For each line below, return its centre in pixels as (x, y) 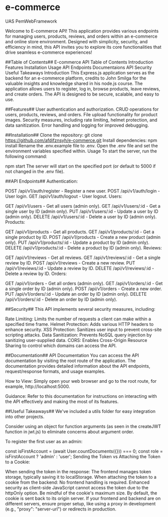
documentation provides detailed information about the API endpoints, (78, 366)
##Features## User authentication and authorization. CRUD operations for (82, 109)
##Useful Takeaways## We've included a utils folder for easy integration (80, 411)
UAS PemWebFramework (31, 21)
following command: (26, 156)
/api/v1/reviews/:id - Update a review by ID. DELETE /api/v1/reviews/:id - (80, 268)
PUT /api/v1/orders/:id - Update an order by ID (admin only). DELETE (76, 294)
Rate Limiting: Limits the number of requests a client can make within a (78, 319)
